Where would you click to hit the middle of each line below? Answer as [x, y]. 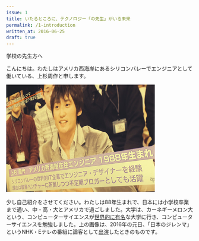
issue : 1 [17, 12]
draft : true [21, 38]
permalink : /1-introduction [41, 25]
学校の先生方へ [24, 56]
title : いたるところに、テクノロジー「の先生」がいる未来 [68, 19]
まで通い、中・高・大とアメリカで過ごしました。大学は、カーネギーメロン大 [99, 209]
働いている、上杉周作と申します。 [48, 76]
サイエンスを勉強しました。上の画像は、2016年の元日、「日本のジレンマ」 [102, 224]
